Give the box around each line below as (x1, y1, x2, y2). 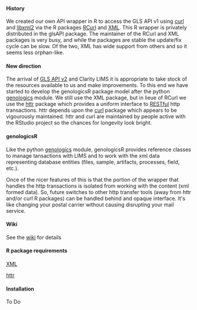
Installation (6, 285, 34, 292)
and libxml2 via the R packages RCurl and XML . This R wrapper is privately (6, 24, 187, 31)
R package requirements (6, 247, 68, 254)
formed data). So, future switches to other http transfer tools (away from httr (6, 188, 192, 195)
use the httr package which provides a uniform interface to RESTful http (6, 101, 181, 108)
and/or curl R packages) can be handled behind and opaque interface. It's (6, 195, 186, 202)
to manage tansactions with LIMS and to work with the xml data (6, 152, 160, 159)
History (6, 5, 25, 12)
